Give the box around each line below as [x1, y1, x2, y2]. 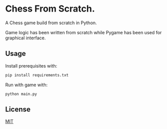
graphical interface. [5, 35, 46, 41]
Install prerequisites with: [5, 62, 58, 69]
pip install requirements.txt [5, 73, 69, 78]
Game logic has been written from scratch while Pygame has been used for [5, 29, 162, 35]
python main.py [5, 91, 37, 96]
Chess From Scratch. [5, 3, 95, 15]
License [5, 105, 31, 114]
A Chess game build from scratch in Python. [5, 20, 97, 26]
